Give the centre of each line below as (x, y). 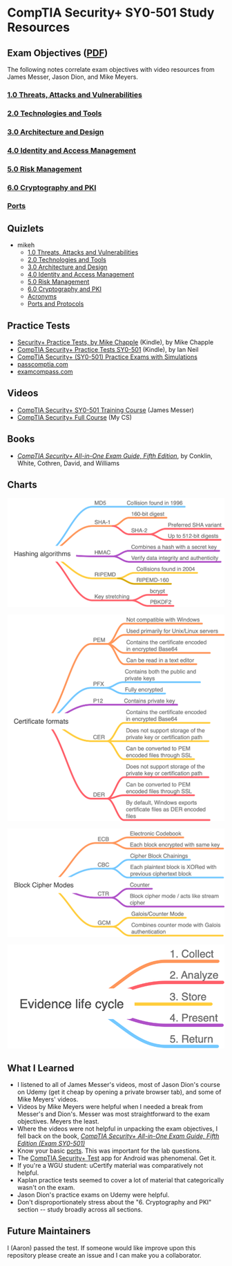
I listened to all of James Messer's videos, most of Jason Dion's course (119, 1085)
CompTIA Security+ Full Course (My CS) (75, 417)
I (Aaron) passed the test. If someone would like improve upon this (101, 1248)
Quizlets (26, 229)
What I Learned (41, 1068)
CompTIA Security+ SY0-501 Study (111, 13)
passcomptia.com (42, 364)
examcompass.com (45, 372)
